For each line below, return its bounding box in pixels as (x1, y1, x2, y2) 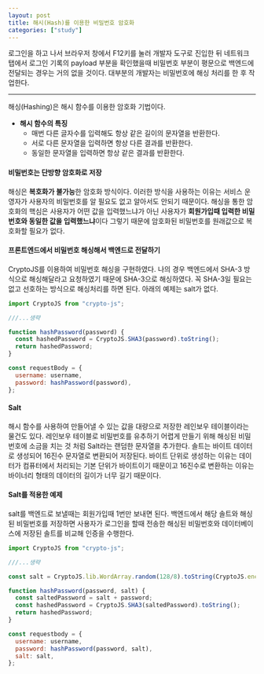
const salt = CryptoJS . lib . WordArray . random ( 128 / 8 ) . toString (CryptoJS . (8, 573, 247, 581)
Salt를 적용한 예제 (8, 490, 63, 500)
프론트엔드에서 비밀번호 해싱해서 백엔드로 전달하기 (8, 245, 161, 255)
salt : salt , (15, 652, 55, 660)
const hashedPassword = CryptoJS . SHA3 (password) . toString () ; (15, 335, 220, 343)
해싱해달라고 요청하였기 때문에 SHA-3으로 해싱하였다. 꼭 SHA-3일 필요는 (28, 274, 253, 284)
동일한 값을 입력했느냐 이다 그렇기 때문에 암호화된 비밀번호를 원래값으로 (28, 216, 245, 225)
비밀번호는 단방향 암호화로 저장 (8, 167, 102, 177)
